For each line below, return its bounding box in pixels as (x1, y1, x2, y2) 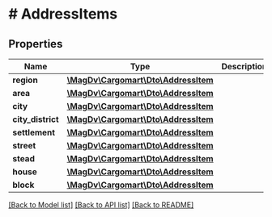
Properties (8, 37, 63, 51)
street (12, 140, 36, 151)
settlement (12, 127, 55, 138)
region (12, 74, 38, 86)
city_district (12, 114, 59, 125)
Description (221, 61, 268, 72)
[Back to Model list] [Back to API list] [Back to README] (8, 200, 194, 210)
